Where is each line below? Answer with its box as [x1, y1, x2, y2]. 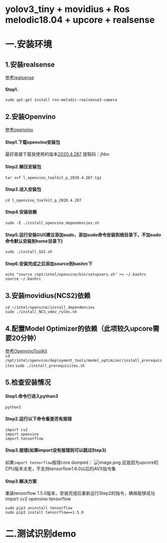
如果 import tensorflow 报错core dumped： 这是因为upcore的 [5, 460, 158, 466]
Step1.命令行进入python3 [5, 393, 58, 399]
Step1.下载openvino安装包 [5, 139, 60, 145]
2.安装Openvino [5, 112, 56, 121]
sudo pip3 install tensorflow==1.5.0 [5, 510, 84, 515]
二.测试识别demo [5, 528, 76, 539]
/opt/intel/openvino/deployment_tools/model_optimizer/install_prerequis [5, 358, 162, 363]
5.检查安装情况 [5, 378, 51, 387]
